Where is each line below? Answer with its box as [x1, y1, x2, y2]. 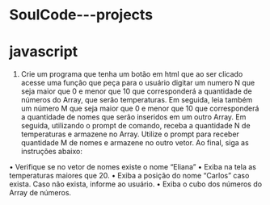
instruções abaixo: [20, 147, 83, 157]
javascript [9, 43, 78, 61]
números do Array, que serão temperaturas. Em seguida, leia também [20, 95, 253, 105]
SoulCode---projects [9, 6, 154, 24]
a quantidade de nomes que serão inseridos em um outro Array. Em [20, 112, 247, 122]
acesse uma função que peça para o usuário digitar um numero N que [20, 78, 255, 88]
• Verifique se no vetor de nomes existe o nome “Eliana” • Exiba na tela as [9, 162, 257, 172]
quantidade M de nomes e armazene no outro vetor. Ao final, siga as [20, 138, 249, 148]
